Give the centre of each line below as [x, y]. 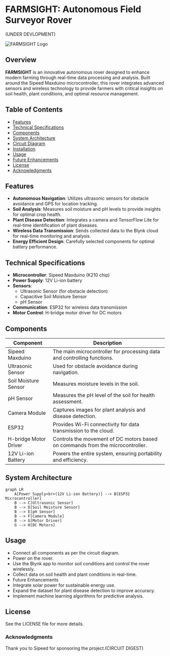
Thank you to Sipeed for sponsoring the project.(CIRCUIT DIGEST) [74, 648]
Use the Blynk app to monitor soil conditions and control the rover [81, 563]
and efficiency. [71, 460]
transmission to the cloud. [83, 431]
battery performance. [35, 247]
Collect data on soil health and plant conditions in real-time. [75, 574]
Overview [21, 60]
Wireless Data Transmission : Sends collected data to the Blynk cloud [85, 231]
